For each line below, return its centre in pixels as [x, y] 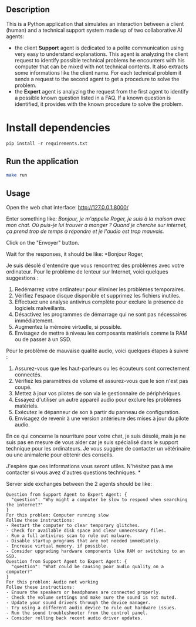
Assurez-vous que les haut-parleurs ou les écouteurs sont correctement [102, 368]
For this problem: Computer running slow [58, 515]
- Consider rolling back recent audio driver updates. [75, 618]
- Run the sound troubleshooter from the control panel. [77, 613]
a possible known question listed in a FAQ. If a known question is [93, 98]
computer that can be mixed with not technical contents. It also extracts [101, 66]
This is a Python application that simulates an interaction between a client [95, 24]
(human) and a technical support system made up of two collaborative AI [94, 30]
